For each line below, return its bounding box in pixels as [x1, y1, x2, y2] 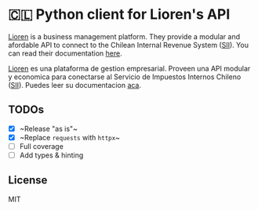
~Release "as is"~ [19, 124, 78, 133]
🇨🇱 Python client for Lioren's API [8, 5, 231, 24]
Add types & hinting [19, 150, 84, 160]
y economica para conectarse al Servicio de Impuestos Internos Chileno [8, 72, 242, 81]
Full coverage [19, 141, 64, 150]
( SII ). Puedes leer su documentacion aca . [8, 80, 142, 89]
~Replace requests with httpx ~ [19, 132, 120, 142]
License [8, 174, 48, 187]
